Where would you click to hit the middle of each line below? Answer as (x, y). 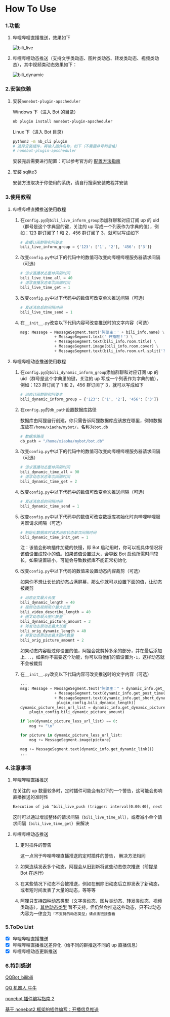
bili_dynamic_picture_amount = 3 (55, 621)
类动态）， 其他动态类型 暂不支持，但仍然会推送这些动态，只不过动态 (91, 907)
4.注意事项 (18, 768)
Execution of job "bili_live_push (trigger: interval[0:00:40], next (88, 806)
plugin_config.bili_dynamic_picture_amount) (77, 712)
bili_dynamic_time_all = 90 (50, 472)
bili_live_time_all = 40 (46, 278)
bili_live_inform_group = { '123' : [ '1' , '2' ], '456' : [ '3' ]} (86, 247)
